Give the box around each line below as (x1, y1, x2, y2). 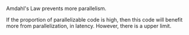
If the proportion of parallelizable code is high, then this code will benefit (6, 16, 183, 23)
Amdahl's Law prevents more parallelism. (6, 5, 106, 12)
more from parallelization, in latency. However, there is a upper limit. (6, 23, 172, 29)
